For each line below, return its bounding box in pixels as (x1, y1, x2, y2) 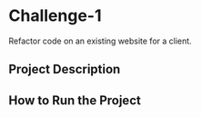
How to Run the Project (8, 93, 142, 108)
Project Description (8, 62, 121, 77)
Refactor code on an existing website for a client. (8, 35, 192, 46)
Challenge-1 (8, 5, 102, 26)
